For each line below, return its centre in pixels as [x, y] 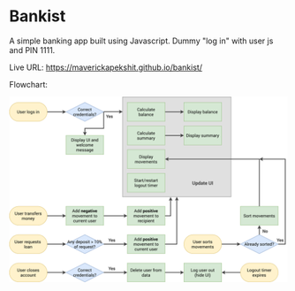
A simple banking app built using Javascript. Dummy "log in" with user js [141, 41]
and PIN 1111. [32, 50]
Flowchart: [29, 84]
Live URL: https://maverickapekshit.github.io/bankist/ [106, 67]
